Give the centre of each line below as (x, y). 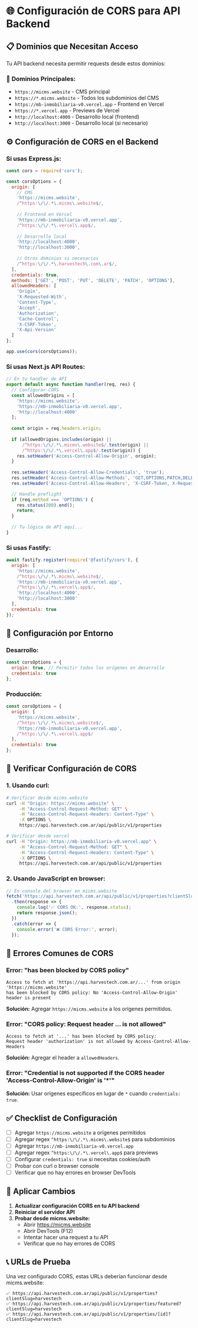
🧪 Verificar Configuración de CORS (71, 769)
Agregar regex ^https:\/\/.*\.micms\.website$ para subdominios (95, 1139)
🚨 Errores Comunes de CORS (60, 953)
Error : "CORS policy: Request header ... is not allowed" (86, 1024)
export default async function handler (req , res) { (71, 385)
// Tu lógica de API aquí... (47, 527)
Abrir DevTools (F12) (48, 1230)
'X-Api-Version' (37, 330)
